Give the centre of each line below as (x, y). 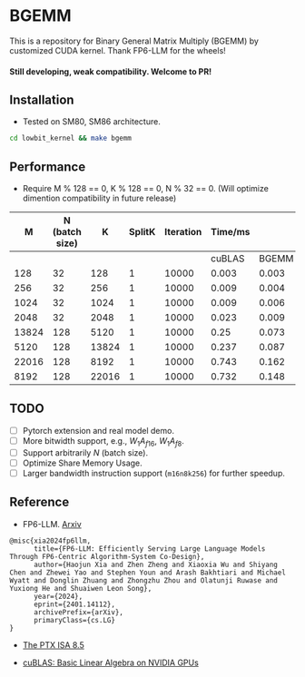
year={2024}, (58, 596)
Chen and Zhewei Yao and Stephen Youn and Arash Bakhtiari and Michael (148, 573)
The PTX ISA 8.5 (53, 644)
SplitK (142, 232)
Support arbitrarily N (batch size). (85, 452)
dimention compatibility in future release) (99, 198)
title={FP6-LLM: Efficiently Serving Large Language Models (149, 549)
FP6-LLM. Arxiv (52, 524)
